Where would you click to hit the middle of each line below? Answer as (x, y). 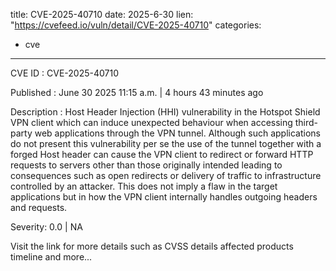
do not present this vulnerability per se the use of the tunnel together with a (166, 143)
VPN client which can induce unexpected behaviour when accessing (151, 122)
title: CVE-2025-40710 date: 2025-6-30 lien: (102, 14)
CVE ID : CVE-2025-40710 (64, 73)
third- (306, 122)
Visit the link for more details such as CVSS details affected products (152, 246)
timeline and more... (51, 257)
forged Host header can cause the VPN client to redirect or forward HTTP (162, 154)
